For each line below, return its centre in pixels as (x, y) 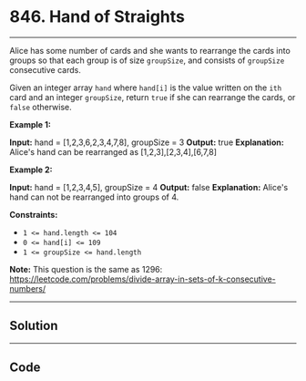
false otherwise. (41, 107)
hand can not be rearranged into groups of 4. (94, 197)
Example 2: (31, 170)
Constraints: (34, 214)
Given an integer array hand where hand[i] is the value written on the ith (146, 88)
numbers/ (28, 288)
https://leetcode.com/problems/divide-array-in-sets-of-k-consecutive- (143, 279)
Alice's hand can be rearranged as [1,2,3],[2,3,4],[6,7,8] (113, 151)
